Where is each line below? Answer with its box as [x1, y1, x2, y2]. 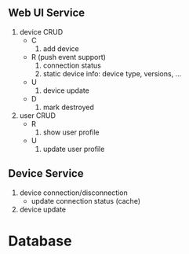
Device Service [8, 167, 84, 180]
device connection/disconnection [19, 188, 128, 197]
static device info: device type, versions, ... [42, 68, 182, 78]
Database [8, 232, 72, 250]
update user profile [42, 144, 105, 153]
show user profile [42, 127, 100, 137]
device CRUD [19, 27, 64, 36]
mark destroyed [42, 102, 94, 112]
